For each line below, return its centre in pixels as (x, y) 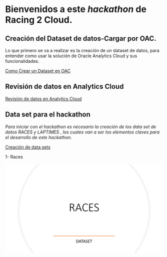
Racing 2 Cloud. (39, 20)
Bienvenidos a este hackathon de (76, 9)
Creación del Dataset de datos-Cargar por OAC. (81, 38)
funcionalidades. (22, 61)
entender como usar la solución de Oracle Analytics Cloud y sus (71, 56)
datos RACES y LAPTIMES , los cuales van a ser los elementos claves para (82, 132)
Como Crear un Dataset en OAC (38, 71)
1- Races (14, 157)
